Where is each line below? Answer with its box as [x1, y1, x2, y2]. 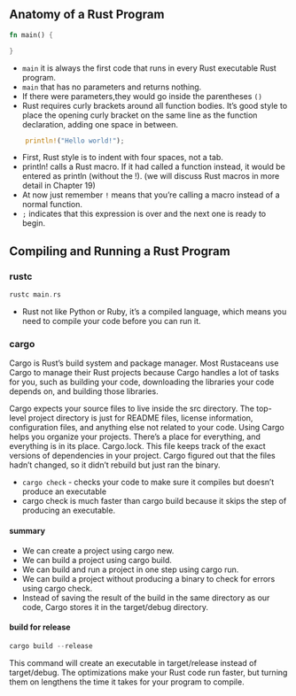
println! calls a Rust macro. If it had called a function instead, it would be [21, 161, 285, 172]
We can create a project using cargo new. [21, 545, 175, 556]
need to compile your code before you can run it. [21, 316, 201, 326]
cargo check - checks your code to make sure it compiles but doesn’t [21, 477, 275, 488]
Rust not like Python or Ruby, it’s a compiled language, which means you [21, 306, 287, 317]
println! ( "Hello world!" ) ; [25, 136, 125, 145]
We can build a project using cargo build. [21, 554, 173, 565]
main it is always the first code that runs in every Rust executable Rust [21, 62, 277, 73]
